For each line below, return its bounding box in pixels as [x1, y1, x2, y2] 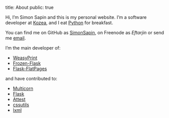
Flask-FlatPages [12, 66, 47, 72]
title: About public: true [5, 5, 54, 10]
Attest [12, 97, 26, 102]
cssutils [12, 102, 29, 108]
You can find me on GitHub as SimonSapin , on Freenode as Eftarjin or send [5, 30, 164, 35]
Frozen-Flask [12, 60, 41, 66]
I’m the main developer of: [5, 45, 61, 51]
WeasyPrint [12, 55, 37, 61]
